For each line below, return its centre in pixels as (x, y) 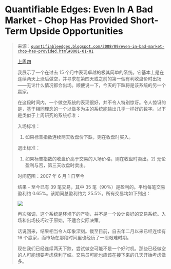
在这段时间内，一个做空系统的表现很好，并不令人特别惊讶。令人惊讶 (89, 102)
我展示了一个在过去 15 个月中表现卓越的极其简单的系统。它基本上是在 (91, 72)
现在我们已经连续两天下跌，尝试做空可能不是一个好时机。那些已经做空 (92, 248)
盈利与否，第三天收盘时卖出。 (56, 165)
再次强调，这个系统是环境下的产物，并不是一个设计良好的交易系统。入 (92, 214)
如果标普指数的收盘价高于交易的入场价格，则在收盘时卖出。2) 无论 (96, 159)
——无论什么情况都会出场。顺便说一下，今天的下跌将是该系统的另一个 (92, 85)
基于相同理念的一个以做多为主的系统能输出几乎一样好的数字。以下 (96, 109)
